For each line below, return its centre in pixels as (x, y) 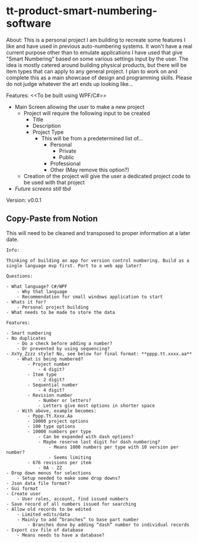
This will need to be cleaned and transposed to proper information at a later (98, 233)
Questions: (20, 276)
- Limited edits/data (43, 514)
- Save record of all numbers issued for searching (71, 504)
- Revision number (50, 395)
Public (67, 157)
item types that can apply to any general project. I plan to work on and (92, 71)
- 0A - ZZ (50, 468)
